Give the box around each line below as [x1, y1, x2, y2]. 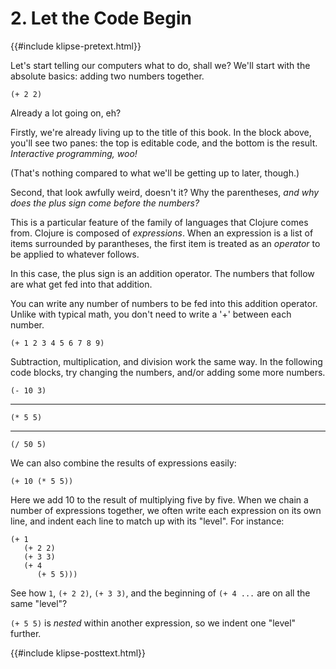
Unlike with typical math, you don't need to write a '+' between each [10, 308, 292, 320]
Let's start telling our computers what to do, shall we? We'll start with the [10, 59, 311, 71]
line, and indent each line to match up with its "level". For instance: [10, 515, 285, 527]
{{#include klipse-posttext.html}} [10, 647, 147, 659]
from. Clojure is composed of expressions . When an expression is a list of [10, 227, 314, 239]
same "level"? [10, 597, 68, 609]
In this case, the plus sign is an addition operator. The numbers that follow [10, 267, 315, 279]
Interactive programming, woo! [10, 147, 138, 159]
